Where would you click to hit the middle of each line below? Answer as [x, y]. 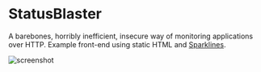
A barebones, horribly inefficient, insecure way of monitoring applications [130, 36]
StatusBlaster [55, 14]
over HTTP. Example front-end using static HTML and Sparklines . [117, 44]
